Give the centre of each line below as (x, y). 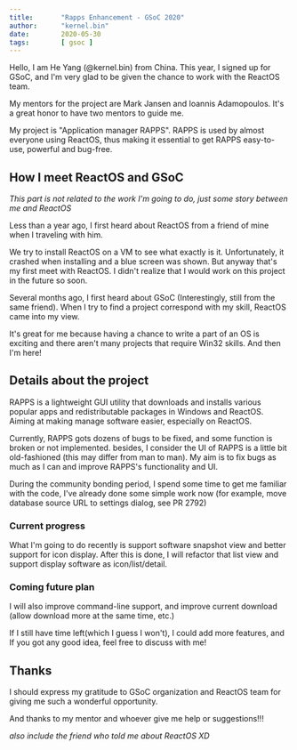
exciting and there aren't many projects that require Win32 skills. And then (145, 343)
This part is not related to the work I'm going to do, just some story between (148, 199)
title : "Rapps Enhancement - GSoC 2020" (97, 17)
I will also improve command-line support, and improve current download (144, 607)
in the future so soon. (48, 280)
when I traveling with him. (56, 235)
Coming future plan (52, 587)
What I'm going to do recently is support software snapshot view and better (148, 545)
